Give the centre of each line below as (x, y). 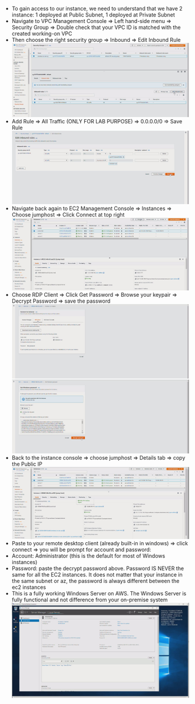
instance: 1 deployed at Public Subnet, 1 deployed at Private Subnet (93, 15)
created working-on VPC (42, 34)
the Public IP (27, 464)
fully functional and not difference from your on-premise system (90, 600)
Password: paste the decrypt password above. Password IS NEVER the (98, 568)
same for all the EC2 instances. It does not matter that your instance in (97, 575)
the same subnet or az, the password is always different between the (95, 581)
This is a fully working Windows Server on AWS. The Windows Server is (99, 594)
